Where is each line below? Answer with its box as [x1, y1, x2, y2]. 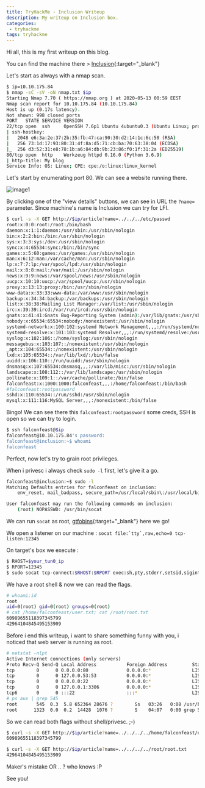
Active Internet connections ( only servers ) [6, 656, 121, 662]
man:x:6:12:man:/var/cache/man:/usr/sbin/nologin [6, 256, 135, 262]
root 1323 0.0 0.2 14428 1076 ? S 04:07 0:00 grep [6, 707, 195, 713]
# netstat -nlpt [6, 650, 48, 656]
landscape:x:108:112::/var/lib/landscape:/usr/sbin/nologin [6, 369, 163, 375]
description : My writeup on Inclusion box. [6, 15, 119, 21]
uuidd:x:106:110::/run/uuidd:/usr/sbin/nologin [6, 358, 130, 364]
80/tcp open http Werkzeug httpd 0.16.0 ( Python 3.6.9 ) [6, 152, 163, 158]
